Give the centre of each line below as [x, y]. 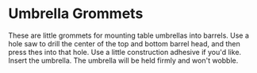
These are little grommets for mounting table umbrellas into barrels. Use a [129, 35]
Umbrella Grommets [76, 14]
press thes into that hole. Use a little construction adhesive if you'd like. [125, 52]
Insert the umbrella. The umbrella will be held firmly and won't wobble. [123, 60]
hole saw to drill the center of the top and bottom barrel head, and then [124, 43]
